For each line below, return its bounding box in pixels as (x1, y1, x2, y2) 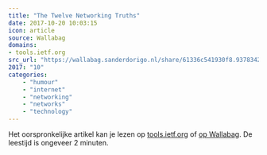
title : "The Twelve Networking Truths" (8, 11, 141, 20)
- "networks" (22, 100, 66, 108)
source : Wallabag (8, 33, 66, 42)
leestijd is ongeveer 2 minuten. (8, 138, 109, 147)
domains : (8, 41, 37, 49)
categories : (8, 71, 48, 79)
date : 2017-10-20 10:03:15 (8, 19, 98, 27)
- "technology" (22, 108, 73, 116)
